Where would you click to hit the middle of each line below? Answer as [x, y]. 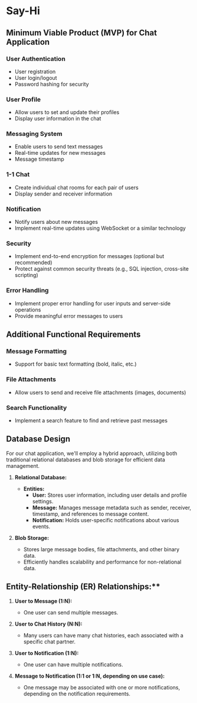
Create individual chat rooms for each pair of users [76, 187]
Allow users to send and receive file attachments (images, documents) [100, 392]
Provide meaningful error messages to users [69, 316]
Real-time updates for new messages [60, 153]
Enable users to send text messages [59, 147]
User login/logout [36, 77]
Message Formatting [36, 351]
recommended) [33, 263]
